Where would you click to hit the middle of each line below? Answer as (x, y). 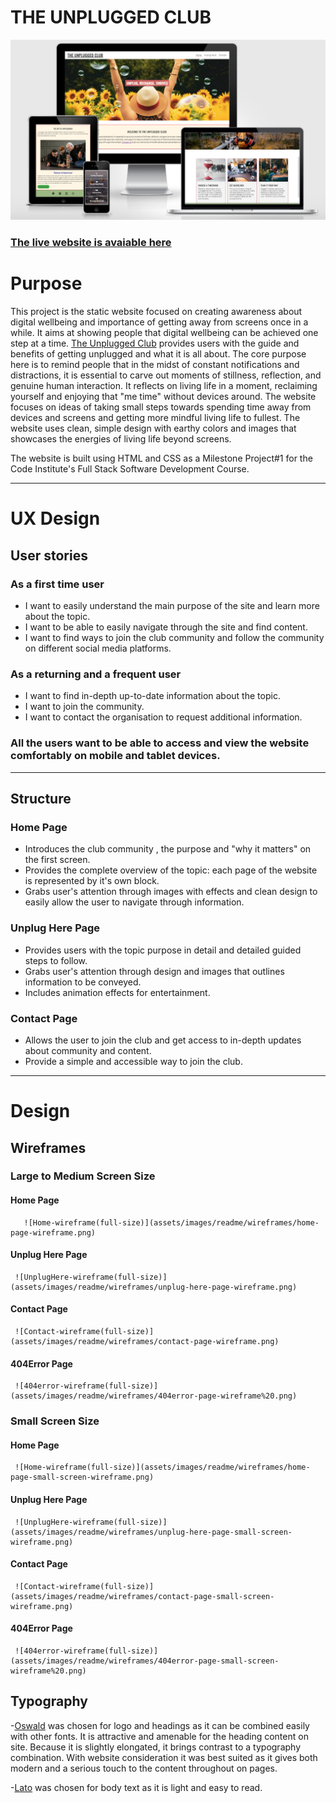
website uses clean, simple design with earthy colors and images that (153, 428)
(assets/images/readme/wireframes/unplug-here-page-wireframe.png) (154, 1287)
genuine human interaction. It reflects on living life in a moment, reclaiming (164, 386)
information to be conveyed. (83, 982)
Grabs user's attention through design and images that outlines (154, 971)
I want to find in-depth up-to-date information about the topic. (152, 696)
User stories (49, 555)
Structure (41, 799)
